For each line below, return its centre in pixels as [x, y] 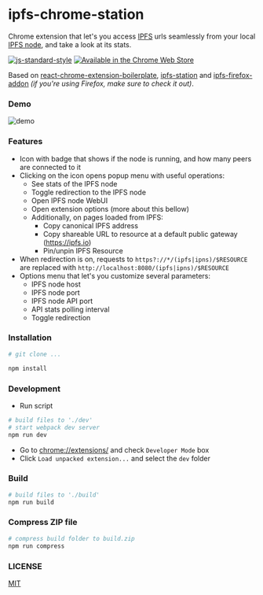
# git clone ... [35, 354]
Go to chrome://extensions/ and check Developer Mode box [114, 449]
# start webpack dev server [54, 427]
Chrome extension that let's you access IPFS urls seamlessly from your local [132, 36]
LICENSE [26, 566]
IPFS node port [55, 292]
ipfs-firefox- [233, 75]
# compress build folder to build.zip [71, 538]
